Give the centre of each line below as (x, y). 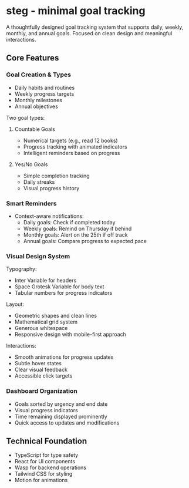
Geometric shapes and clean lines (56, 316)
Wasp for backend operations (50, 467)
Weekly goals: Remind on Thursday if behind (77, 228)
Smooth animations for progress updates (64, 357)
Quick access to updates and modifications (67, 423)
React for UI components (45, 462)
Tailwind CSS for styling (43, 474)
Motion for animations (41, 480)
